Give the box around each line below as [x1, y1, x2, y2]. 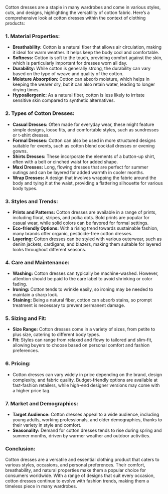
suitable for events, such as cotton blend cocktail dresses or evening [12, 142, 155, 148]
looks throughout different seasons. [12, 246, 87, 252]
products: [5, 20, 25, 26]
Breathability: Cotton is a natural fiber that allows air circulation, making [12, 44, 162, 50]
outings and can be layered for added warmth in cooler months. [12, 169, 144, 175]
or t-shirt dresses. [12, 132, 50, 138]
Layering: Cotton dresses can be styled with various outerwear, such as [12, 236, 162, 242]
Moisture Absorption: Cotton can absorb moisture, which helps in [12, 76, 149, 82]
